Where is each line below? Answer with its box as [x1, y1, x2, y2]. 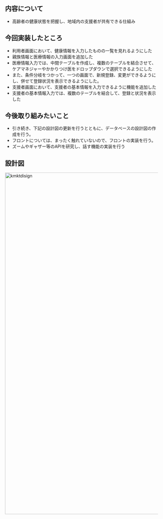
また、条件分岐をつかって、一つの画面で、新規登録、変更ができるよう [12, 72, 152, 78]
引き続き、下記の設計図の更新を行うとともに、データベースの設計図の [12, 126, 152, 131]
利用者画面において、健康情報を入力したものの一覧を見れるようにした [12, 47, 152, 53]
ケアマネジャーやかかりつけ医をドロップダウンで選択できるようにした [12, 66, 152, 72]
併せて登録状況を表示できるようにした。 [20, 78, 102, 84]
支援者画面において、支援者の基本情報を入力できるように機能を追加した [12, 84, 157, 90]
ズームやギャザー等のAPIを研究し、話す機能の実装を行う [12, 143, 125, 149]
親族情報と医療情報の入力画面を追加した [12, 54, 93, 60]
